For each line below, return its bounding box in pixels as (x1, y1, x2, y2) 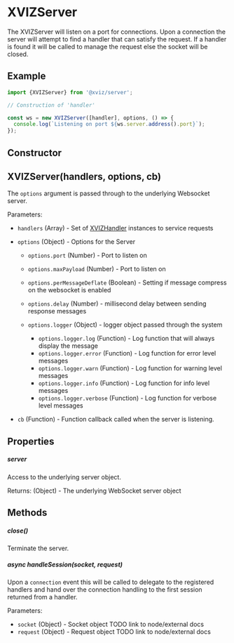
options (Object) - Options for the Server (17, 238, 136, 246)
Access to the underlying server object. (7, 472, 121, 481)
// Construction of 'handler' (7, 101, 96, 109)
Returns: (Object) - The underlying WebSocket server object (7, 486, 181, 495)
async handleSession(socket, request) (7, 560, 123, 569)
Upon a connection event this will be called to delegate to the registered (7, 578, 214, 587)
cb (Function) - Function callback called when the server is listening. (17, 415, 215, 424)
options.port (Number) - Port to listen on (27, 251, 147, 260)
